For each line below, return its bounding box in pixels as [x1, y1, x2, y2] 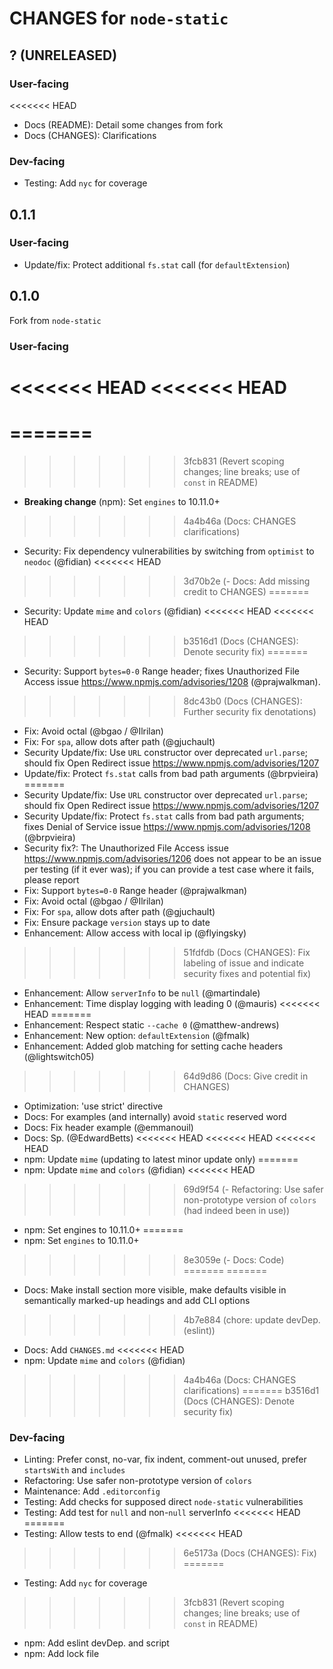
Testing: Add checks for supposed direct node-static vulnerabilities [23, 1496, 304, 1508]
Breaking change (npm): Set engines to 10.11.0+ [23, 495, 221, 507]
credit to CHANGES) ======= [183, 585, 310, 597]
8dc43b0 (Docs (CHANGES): [183, 695, 303, 707]
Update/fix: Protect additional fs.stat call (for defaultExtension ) [23, 258, 291, 271]
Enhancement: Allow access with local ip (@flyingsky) [23, 927, 247, 939]
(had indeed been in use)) [183, 1204, 290, 1216]
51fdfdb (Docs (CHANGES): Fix [183, 946, 311, 958]
